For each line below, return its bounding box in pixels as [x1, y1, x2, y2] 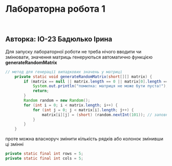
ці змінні [5, 141, 24, 148]
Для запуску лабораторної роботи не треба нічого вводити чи [5, 48, 142, 54]
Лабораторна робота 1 [5, 3, 106, 15]
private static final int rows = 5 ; [5, 151, 83, 156]
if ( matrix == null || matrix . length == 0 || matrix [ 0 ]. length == [24, 79, 168, 84]
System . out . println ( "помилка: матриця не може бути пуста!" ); [32, 84, 168, 89]
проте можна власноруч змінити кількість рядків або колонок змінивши [5, 136, 164, 142]
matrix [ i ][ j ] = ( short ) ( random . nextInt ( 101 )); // [41, 112, 153, 117]
